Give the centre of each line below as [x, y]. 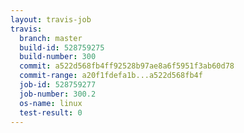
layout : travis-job [51, 19]
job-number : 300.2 [58, 94]
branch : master [51, 38]
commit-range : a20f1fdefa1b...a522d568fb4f [111, 76]
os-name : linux [51, 103]
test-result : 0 [51, 112]
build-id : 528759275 [62, 47]
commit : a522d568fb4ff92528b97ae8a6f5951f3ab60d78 [127, 66]
